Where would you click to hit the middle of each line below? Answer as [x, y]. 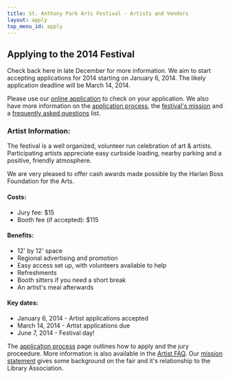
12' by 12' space [40, 250]
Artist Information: [39, 131]
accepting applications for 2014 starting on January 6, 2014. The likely [106, 78]
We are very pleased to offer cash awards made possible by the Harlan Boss [115, 174]
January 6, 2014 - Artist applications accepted [83, 318]
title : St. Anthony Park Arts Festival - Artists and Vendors [98, 13]
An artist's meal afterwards [55, 287]
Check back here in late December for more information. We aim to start [109, 71]
